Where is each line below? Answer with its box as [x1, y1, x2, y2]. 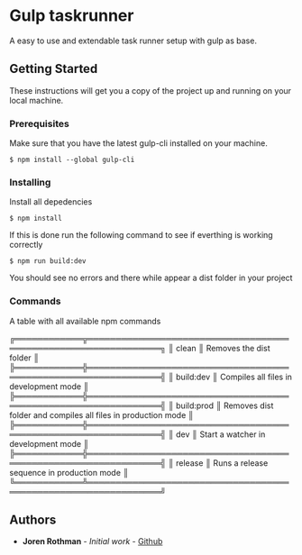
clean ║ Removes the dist [175, 342, 270, 353]
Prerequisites [9, 117, 69, 130]
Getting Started [9, 61, 98, 77]
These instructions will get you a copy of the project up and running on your [9, 85, 291, 96]
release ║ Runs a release [175, 457, 269, 469]
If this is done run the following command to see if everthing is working [9, 230, 273, 241]
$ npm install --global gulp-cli [9, 155, 135, 165]
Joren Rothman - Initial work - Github [22, 536, 163, 547]
